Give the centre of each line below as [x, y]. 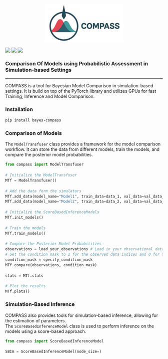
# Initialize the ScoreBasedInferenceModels [52, 212]
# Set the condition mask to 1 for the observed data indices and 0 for [82, 255]
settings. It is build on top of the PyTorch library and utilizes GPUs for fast [81, 91]
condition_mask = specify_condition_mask [49, 260]
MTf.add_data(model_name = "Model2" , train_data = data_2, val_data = [74, 202]
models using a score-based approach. [46, 331]
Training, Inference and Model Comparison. [50, 96]
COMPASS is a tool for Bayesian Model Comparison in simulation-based [79, 85]
